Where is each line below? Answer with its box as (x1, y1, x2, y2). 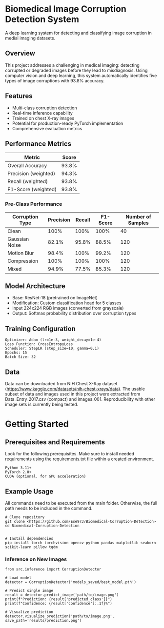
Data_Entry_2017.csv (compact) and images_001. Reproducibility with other (5, 396, 155, 402)
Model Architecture (5, 282, 66, 291)
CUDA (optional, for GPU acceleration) (5, 474, 86, 479)
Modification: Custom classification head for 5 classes (12, 300, 122, 306)
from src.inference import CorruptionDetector (5, 567, 102, 572)
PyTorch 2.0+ (5, 470, 32, 475)
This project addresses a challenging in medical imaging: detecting (5, 62, 140, 68)
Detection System (5, 14, 80, 25)
